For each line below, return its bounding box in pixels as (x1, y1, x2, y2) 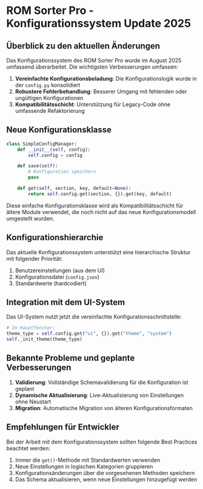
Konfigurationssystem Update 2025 (6, 16, 191, 30)
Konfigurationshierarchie (6, 232, 104, 243)
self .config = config (28, 152, 83, 158)
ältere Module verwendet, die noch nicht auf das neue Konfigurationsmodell (6, 208, 196, 215)
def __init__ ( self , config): (17, 146, 91, 152)
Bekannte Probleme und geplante (6, 353, 135, 363)
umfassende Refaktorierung (15, 107, 85, 114)
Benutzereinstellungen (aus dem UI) (15, 266, 105, 274)
